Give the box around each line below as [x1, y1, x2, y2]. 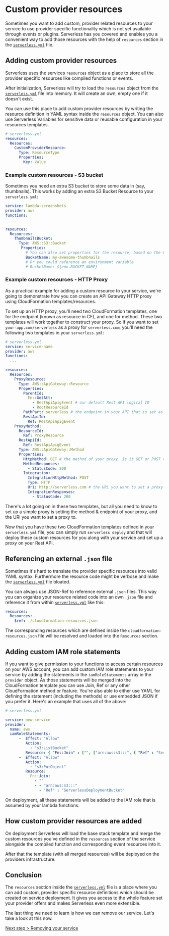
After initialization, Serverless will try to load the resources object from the [5, 85, 158, 91]
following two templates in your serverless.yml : [5, 329, 105, 335]
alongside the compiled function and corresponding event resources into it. [5, 841, 161, 847]
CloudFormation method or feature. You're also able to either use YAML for [5, 687, 160, 694]
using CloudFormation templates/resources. [5, 298, 97, 304]
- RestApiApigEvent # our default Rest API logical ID [32, 400, 150, 405]
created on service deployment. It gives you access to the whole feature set [5, 895, 163, 901]
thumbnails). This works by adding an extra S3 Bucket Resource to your [5, 188, 154, 194]
